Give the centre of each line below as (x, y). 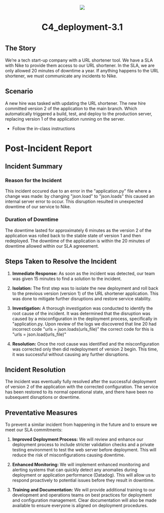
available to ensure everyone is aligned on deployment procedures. (80, 506)
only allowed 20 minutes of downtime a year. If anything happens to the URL (82, 70)
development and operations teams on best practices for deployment (82, 495)
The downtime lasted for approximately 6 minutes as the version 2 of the (78, 230)
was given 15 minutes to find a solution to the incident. (67, 279)
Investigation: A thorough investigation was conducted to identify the (82, 308)
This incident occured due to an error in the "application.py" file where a (78, 191)
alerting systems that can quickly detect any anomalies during (75, 470)
